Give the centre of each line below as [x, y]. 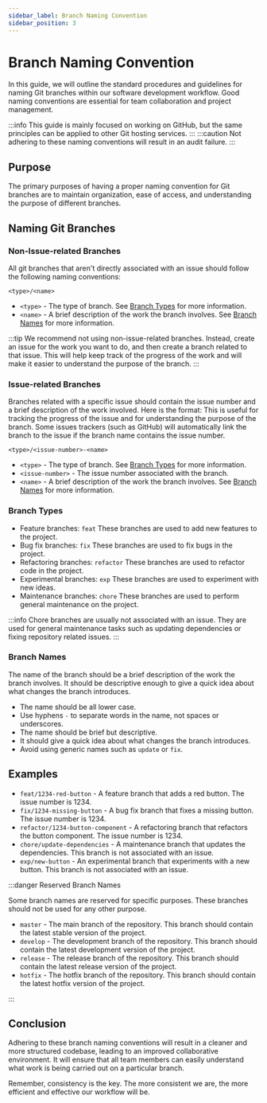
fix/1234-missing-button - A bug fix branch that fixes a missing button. [137, 810]
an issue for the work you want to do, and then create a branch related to [128, 346]
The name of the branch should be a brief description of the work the [122, 674]
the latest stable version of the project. [83, 933]
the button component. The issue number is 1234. [101, 836]
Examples [33, 774]
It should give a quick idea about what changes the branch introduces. [135, 740]
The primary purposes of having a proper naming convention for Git [119, 186]
